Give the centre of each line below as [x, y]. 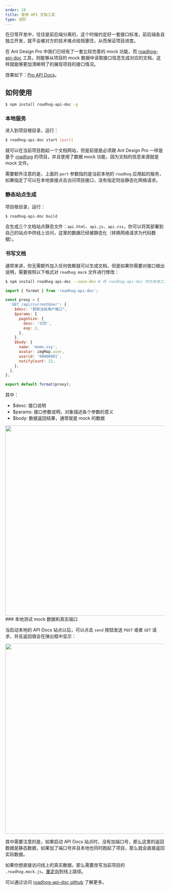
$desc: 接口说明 [29, 406]
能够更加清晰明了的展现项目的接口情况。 [56, 64]
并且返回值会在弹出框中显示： [45, 636]
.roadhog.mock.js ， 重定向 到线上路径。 [46, 871]
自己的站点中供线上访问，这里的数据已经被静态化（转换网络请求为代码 [78, 233]
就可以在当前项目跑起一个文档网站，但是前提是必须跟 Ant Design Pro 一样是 [84, 151]
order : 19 [16, 10]
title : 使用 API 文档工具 [30, 15]
